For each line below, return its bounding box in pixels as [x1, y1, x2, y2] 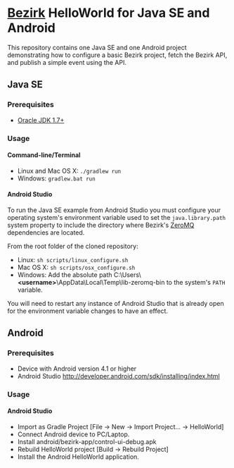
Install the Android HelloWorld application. [17, 452, 139, 461]
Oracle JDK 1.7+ [17, 116, 65, 124]
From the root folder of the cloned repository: [7, 242, 138, 250]
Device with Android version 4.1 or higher [17, 364, 137, 373]
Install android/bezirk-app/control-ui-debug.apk [17, 437, 157, 445]
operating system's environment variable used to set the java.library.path [7, 213, 226, 221]
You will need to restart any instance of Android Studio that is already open [7, 299, 224, 307]
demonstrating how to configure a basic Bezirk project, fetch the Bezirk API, [7, 51, 228, 59]
